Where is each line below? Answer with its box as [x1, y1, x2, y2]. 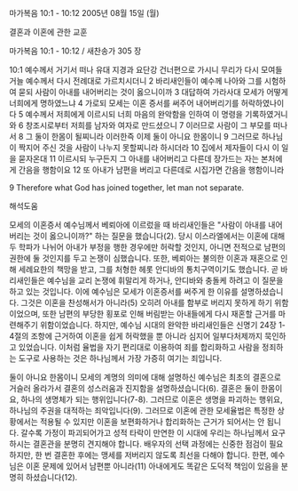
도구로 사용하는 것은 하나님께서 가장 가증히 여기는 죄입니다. [18, 353, 223, 363]
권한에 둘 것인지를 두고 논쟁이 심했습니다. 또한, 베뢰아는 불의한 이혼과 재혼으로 [9, 253, 279, 263]
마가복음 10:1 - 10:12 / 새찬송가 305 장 [9, 45, 142, 56]
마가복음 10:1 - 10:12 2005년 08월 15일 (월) [9, 8, 160, 18]
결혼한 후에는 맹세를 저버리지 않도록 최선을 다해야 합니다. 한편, [53, 450, 269, 460]
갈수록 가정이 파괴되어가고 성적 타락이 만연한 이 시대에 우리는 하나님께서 [20, 428, 270, 438]
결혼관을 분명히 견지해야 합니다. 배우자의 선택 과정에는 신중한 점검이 [32, 439, 268, 449]
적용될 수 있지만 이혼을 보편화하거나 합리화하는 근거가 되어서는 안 [39, 416, 265, 427]
